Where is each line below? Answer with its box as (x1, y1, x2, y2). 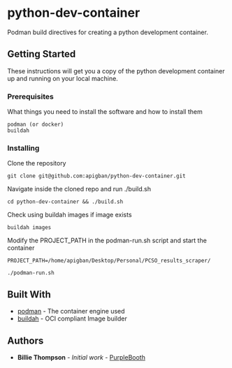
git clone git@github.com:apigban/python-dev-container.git (7, 172, 187, 179)
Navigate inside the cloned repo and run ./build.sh (7, 185, 152, 193)
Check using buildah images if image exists (7, 211, 132, 219)
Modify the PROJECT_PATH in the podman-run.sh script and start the (7, 236, 208, 245)
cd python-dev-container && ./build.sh (7, 198, 124, 205)
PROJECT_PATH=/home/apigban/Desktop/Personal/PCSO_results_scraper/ (7, 257, 211, 265)
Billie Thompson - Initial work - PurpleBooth (17, 353, 145, 361)
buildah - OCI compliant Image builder (17, 314, 127, 323)
